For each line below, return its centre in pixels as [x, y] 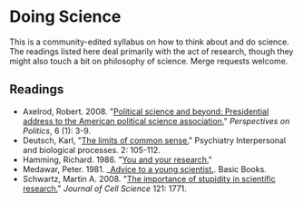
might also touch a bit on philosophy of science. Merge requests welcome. [149, 61]
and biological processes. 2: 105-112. [92, 150]
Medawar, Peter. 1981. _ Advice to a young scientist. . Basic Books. [145, 169]
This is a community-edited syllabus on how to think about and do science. [150, 42]
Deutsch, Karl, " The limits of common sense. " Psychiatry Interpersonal [154, 140]
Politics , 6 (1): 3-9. [57, 130]
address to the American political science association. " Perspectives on [156, 121]
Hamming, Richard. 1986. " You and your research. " [117, 159]
